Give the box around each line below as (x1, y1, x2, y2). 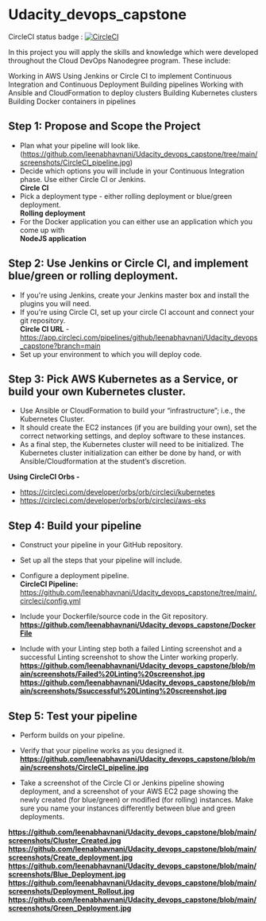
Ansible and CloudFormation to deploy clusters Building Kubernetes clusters (8, 87, 258, 97)
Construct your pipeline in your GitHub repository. (19, 540, 183, 550)
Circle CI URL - (19, 324, 70, 333)
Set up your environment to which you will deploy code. (19, 349, 202, 359)
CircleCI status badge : (8, 32, 83, 41)
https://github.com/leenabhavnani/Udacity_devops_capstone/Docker (19, 620, 256, 630)
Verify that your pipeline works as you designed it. (19, 746, 184, 755)
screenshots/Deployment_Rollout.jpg (8, 887, 135, 896)
